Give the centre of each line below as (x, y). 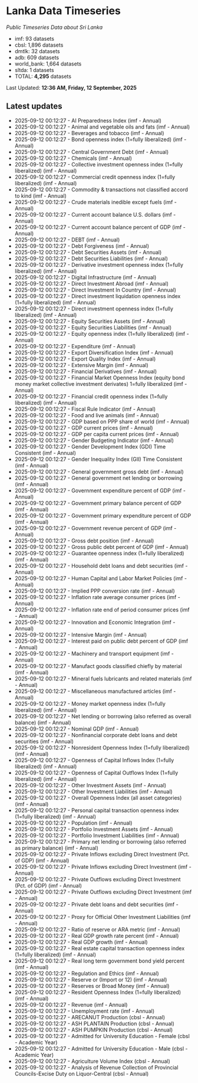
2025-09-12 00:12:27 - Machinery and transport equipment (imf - (94, 653)
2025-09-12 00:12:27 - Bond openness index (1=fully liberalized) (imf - (100, 139)
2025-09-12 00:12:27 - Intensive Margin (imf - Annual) (81, 634)
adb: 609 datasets (37, 57)
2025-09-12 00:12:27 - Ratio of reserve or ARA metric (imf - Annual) (98, 929)
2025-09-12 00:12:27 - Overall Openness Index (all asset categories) (98, 797)
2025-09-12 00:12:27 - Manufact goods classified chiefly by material (98, 666)
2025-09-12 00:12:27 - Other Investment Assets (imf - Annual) (90, 785)
